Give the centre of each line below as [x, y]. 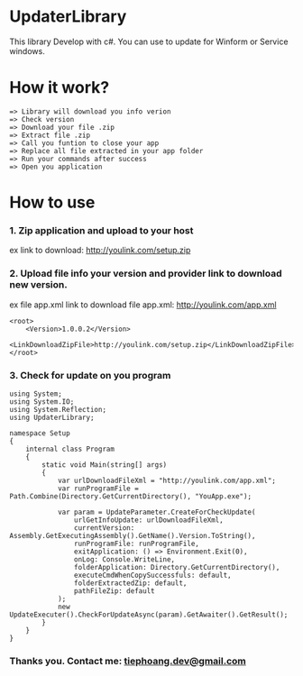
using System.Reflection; [58, 409]
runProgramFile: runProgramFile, [137, 544]
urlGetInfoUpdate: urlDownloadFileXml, [148, 520]
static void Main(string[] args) [105, 465]
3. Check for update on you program [90, 375]
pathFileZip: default [114, 591]
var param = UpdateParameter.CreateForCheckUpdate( [156, 512]
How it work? [60, 88]
